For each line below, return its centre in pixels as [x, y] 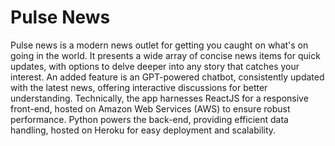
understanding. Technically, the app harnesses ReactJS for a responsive [159, 98]
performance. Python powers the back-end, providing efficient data [149, 119]
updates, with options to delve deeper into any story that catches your [155, 66]
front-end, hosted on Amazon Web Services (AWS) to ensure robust [150, 108]
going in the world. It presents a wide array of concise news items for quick [165, 55]
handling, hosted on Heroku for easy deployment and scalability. [143, 130]
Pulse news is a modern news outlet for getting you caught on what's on [159, 45]
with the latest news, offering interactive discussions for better [139, 87]
